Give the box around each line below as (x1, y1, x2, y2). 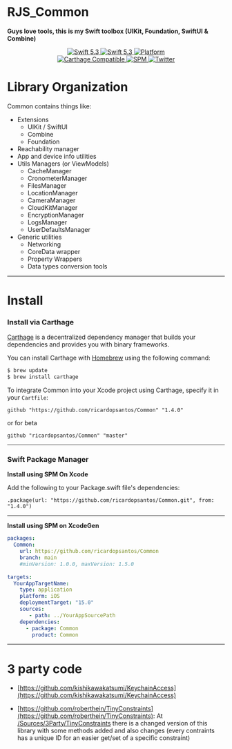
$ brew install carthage (7, 373, 79, 380)
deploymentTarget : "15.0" (19, 599, 95, 606)
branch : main (19, 554, 57, 561)
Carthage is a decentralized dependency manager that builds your (7, 333, 196, 342)
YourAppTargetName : (13, 580, 70, 587)
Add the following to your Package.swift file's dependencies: (7, 484, 180, 492)
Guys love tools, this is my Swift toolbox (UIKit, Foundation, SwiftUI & (7, 27, 209, 35)
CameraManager (27, 196, 76, 204)
